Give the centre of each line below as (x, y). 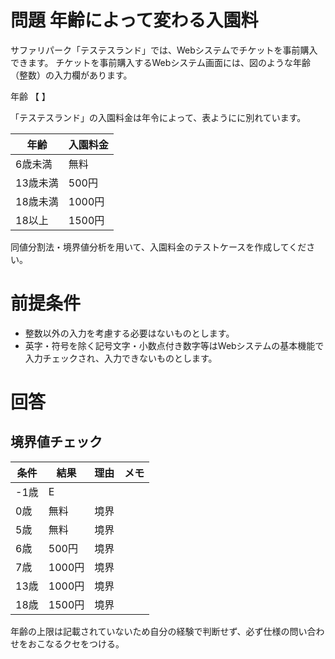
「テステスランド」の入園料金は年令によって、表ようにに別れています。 (158, 117)
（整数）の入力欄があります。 (71, 75)
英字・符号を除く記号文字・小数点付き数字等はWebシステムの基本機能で (174, 345)
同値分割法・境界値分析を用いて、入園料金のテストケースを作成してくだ (158, 247)
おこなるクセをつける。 (76, 643)
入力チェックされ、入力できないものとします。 (121, 358)
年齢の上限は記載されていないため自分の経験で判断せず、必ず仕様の (150, 631)
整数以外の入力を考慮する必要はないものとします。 (129, 333)
